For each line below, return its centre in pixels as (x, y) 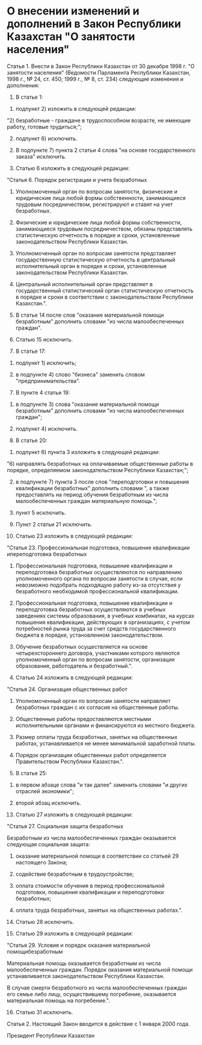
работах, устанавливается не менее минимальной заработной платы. (106, 743)
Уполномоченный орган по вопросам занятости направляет (93, 700)
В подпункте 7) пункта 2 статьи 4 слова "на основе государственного (106, 150)
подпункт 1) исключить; (46, 363)
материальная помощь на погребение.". (58, 1000)
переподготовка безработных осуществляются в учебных (90, 609)
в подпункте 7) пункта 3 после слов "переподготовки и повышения (102, 482)
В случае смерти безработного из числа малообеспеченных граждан (97, 987)
